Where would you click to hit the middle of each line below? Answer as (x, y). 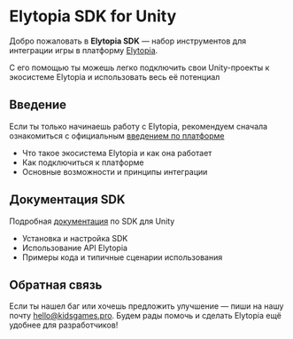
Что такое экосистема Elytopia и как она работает (117, 153)
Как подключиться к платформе (83, 162)
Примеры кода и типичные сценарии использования (122, 257)
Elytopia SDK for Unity (93, 16)
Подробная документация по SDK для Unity (92, 221)
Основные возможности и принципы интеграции (115, 171)
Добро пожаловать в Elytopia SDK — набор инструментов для (127, 41)
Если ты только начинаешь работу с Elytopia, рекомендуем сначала (139, 126)
